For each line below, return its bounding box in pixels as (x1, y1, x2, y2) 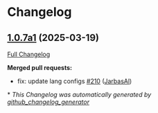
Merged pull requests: (7, 64, 73, 71)
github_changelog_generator (7, 98, 90, 106)
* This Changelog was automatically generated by (7, 91, 152, 98)
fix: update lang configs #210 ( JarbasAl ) (17, 77, 132, 85)
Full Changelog (7, 50, 51, 58)
